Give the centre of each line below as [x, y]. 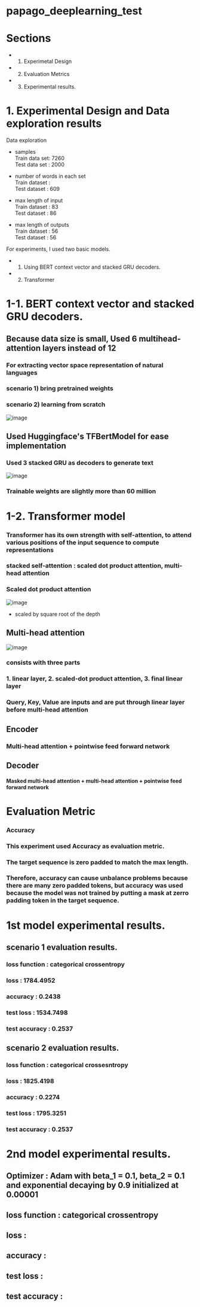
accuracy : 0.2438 [33, 996]
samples [25, 152]
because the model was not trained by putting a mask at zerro [98, 893]
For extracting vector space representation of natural [85, 365]
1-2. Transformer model [66, 516]
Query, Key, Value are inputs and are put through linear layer [96, 703]
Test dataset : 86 [36, 213]
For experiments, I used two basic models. [58, 249]
